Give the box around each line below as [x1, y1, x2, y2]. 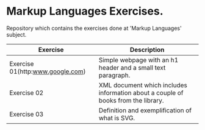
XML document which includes [98, 81, 187, 89]
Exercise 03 [9, 110, 44, 118]
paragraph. [98, 71, 131, 79]
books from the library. [98, 96, 164, 104]
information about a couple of [98, 88, 184, 97]
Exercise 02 [9, 88, 44, 97]
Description [129, 45, 165, 54]
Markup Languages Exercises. [6, 4, 164, 18]
